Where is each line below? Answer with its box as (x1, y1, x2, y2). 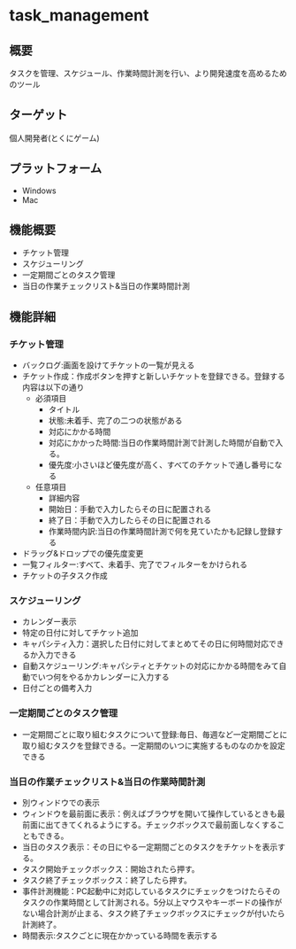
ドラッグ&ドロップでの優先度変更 (21, 548, 144, 559)
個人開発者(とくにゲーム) (9, 132, 100, 143)
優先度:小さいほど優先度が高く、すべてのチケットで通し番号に (48, 460, 275, 471)
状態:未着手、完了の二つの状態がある (48, 416, 183, 426)
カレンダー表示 (21, 617, 77, 627)
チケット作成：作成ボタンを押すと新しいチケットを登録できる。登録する (21, 371, 285, 382)
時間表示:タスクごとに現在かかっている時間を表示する (21, 930, 218, 941)
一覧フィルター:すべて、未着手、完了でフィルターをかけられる (21, 559, 248, 570)
